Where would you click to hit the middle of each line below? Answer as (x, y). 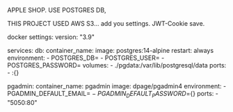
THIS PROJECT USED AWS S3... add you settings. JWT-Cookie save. (106, 23)
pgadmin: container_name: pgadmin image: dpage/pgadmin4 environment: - (117, 86)
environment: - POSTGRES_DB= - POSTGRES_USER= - (86, 58)
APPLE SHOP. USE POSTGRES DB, (57, 10)
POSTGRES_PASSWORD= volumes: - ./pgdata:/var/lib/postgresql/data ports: (117, 65)
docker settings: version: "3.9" (51, 37)
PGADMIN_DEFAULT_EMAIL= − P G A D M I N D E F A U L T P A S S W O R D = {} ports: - (113, 95)
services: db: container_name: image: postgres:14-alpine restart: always (111, 50)
